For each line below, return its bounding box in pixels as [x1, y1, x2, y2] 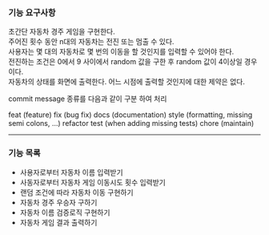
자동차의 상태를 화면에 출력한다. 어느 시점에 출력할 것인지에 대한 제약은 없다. [8, 77, 246, 87]
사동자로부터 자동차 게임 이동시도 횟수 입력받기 [19, 177, 166, 187]
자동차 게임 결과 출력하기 [19, 217, 98, 227]
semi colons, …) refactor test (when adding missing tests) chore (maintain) [8, 119, 255, 128]
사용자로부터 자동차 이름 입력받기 [19, 167, 123, 177]
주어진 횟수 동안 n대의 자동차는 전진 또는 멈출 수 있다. [8, 37, 175, 47]
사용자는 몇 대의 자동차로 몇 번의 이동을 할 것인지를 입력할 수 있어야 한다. [8, 47, 235, 57]
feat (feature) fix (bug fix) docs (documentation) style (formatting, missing [8, 110, 253, 120]
